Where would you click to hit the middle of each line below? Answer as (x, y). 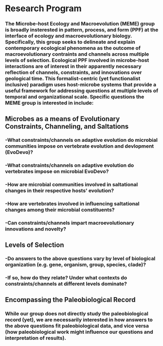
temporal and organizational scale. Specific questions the (75, 97)
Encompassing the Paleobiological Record (70, 299)
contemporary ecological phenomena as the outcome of (73, 48)
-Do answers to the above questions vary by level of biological (80, 259)
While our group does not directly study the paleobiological (77, 313)
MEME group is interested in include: (49, 103)
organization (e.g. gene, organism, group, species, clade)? (75, 265)
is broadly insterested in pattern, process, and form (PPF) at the (82, 30)
